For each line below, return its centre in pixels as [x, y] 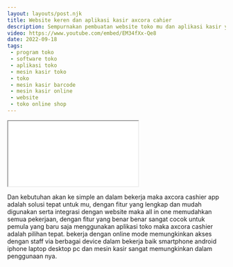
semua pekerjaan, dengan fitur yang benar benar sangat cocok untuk [106, 219]
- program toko [32, 53]
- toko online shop [38, 104]
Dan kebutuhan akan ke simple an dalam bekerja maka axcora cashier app [113, 197]
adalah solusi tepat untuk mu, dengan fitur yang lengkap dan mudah [105, 204]
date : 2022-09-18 [32, 40]
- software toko [34, 59]
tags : [15, 46]
